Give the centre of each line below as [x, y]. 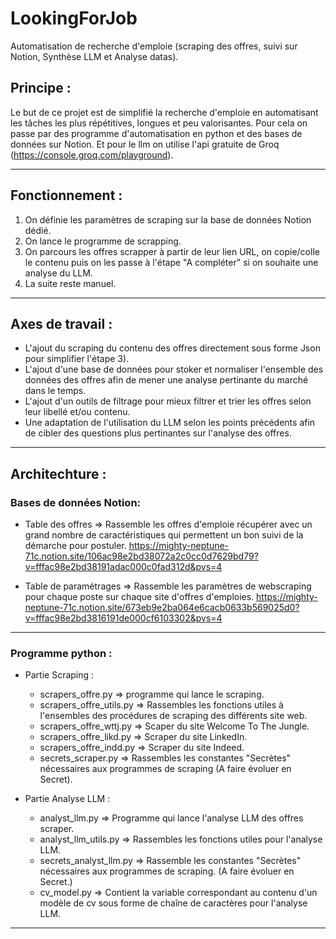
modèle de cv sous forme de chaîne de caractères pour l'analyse [173, 903]
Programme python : [61, 653]
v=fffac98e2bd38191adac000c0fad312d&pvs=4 [123, 567]
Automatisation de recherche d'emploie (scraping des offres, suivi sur [154, 46]
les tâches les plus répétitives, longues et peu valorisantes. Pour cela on [159, 123]
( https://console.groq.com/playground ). [92, 154]
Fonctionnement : [66, 195]
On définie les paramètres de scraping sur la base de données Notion [168, 219]
